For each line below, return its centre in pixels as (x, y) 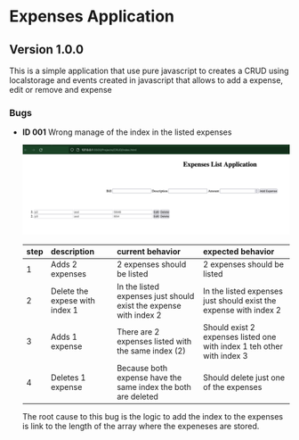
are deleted (137, 397)
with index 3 (226, 355)
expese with (73, 301)
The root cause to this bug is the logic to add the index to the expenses (152, 416)
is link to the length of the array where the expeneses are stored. (141, 426)
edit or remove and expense (61, 90)
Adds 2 (64, 264)
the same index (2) (152, 351)
